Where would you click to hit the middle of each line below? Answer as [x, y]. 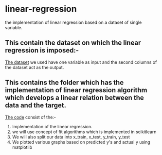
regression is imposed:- [42, 50]
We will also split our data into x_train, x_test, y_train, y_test [71, 137]
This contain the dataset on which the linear [73, 43]
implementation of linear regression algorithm [76, 90]
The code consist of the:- [30, 117]
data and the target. [36, 105]
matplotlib [22, 147]
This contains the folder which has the [64, 83]
